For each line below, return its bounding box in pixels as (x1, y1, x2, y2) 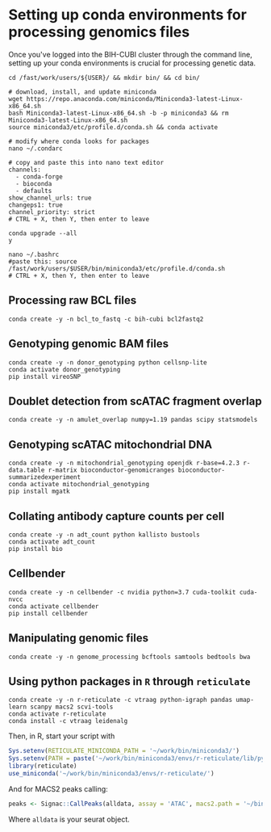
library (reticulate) (8, 762, 78, 771)
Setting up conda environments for (8, 6, 248, 24)
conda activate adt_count (8, 538, 95, 546)
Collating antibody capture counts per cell (8, 509, 224, 523)
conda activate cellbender (8, 602, 99, 611)
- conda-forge (15, 172, 63, 181)
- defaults (15, 187, 52, 195)
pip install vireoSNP (8, 372, 81, 380)
